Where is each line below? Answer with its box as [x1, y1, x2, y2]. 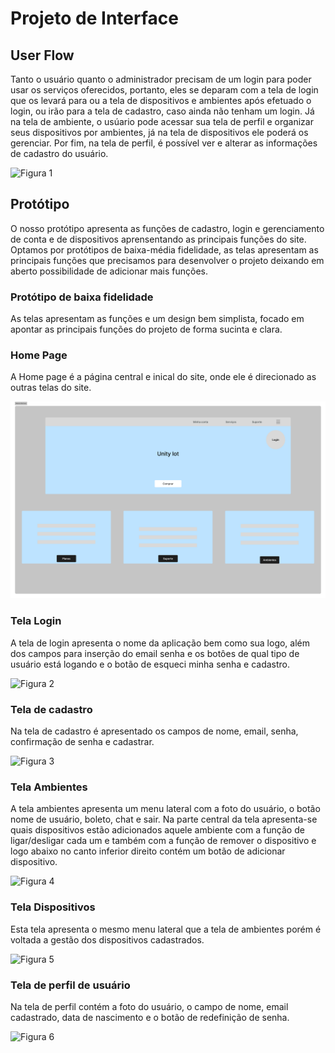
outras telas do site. [10, 382, 92, 394]
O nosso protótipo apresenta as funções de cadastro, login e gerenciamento [10, 222, 325, 234]
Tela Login [10, 614, 62, 628]
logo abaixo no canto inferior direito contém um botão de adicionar [10, 845, 286, 857]
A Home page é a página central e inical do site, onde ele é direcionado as [10, 371, 317, 383]
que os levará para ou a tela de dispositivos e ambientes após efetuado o [10, 95, 312, 106]
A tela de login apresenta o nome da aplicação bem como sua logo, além [10, 637, 311, 649]
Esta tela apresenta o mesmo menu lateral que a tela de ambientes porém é [10, 923, 322, 935]
